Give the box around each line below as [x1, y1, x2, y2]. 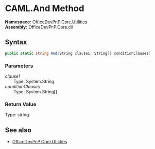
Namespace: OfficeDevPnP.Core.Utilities [5, 19, 87, 25]
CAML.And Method [5, 3, 85, 14]
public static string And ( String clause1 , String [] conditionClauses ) [5, 51, 151, 56]
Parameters [5, 62, 33, 69]
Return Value [5, 101, 36, 107]
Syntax [5, 38, 27, 46]
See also [5, 126, 32, 134]
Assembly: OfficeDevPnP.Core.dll [5, 24, 73, 30]
